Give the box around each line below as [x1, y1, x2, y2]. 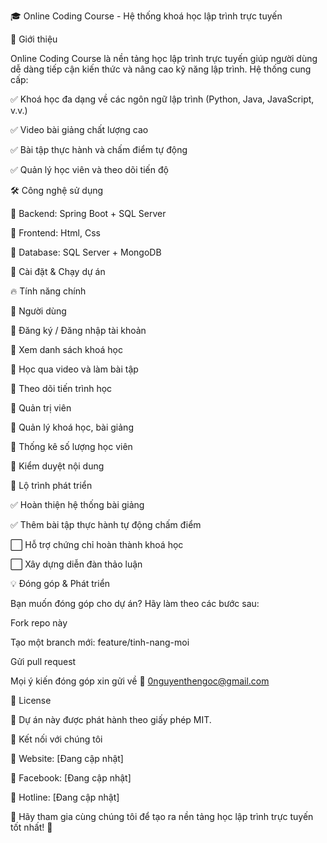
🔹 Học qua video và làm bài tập [10, 363, 139, 375]
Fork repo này [10, 617, 68, 629]
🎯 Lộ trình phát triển [10, 480, 93, 491]
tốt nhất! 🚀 [10, 821, 53, 833]
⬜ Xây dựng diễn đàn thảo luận [10, 558, 143, 570]
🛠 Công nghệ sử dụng [10, 185, 104, 196]
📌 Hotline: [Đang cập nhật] [10, 791, 120, 803]
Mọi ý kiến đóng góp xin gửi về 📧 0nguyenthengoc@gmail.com [10, 675, 270, 687]
